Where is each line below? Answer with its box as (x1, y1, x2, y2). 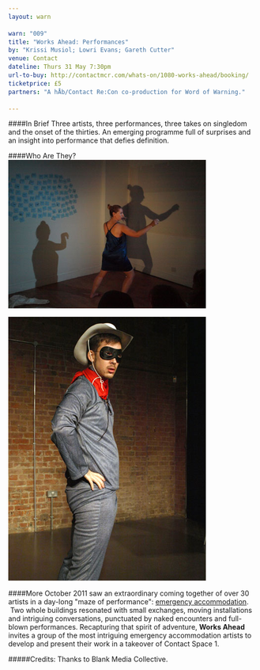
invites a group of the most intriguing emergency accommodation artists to (8, 630, 252, 641)
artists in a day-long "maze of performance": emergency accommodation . (8, 597, 249, 607)
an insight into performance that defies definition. (8, 135, 170, 146)
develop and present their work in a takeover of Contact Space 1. (8, 639, 220, 649)
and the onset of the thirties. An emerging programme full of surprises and (8, 128, 251, 137)
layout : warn (8, 13, 51, 21)
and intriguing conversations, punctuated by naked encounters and (8, 614, 227, 623)
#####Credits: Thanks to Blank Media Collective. (8, 654, 168, 664)
